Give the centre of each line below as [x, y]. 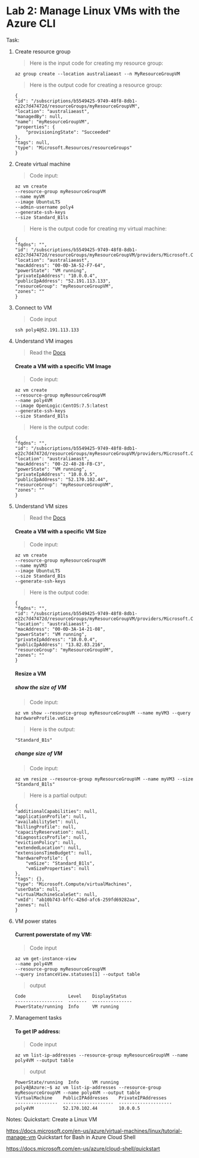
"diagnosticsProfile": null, [51, 837]
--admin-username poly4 [44, 207]
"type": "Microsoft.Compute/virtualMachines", [73, 884]
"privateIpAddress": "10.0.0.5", [56, 474]
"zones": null [32, 905]
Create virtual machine [42, 164]
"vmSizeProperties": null [58, 868]
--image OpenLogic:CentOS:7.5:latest [61, 406]
